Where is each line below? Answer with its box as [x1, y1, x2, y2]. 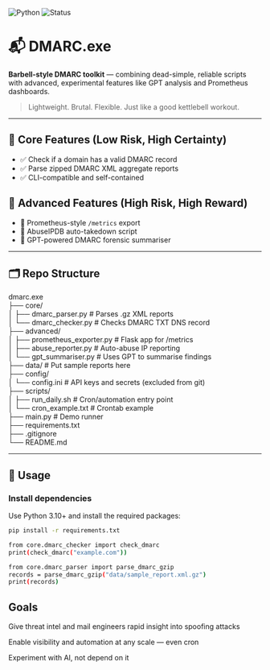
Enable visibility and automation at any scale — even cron [8, 637, 199, 647]
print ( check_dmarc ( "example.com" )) [8, 548, 128, 556]
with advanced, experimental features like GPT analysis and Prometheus [8, 77, 248, 88]
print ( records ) [8, 578, 59, 586]
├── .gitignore [8, 429, 58, 439]
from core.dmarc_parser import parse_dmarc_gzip [8, 563, 174, 571]
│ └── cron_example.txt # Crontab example [8, 403, 154, 413]
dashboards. [8, 86, 51, 96]
